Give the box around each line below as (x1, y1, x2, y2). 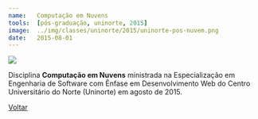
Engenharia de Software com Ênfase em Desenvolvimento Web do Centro (8, 79, 251, 88)
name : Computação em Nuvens (8, 11, 109, 20)
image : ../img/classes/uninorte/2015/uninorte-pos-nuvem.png (8, 26, 219, 34)
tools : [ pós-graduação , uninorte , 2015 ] (8, 19, 148, 27)
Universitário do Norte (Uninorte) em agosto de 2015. (8, 87, 183, 97)
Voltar (8, 102, 28, 112)
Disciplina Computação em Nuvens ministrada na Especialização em (8, 71, 236, 80)
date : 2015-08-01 (8, 33, 73, 42)
